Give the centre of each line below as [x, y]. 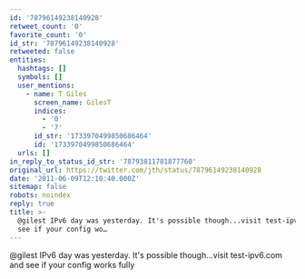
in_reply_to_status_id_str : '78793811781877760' [103, 161]
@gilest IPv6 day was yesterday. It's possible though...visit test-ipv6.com [146, 254]
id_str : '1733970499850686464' [93, 136]
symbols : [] [40, 77]
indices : [50, 111]
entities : [28, 60]
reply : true [32, 204]
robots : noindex [40, 195]
